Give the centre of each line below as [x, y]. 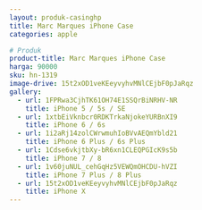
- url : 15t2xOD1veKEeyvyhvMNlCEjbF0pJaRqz [97, 183]
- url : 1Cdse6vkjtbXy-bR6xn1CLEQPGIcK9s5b [97, 150]
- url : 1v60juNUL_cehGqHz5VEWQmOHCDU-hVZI [97, 166]
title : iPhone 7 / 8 [63, 158]
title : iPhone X [56, 192]
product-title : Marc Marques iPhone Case [88, 59]
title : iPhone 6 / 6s [65, 125]
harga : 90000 [34, 67]
